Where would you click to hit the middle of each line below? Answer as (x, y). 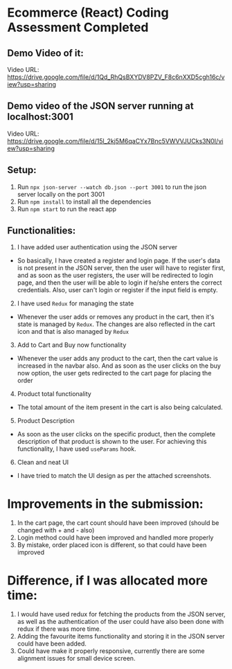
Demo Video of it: (46, 53)
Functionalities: (42, 231)
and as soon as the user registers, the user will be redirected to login (115, 276)
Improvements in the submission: (105, 504)
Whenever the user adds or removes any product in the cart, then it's (116, 317)
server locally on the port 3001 (61, 194)
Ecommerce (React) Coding (88, 13)
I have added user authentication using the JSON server (97, 247)
